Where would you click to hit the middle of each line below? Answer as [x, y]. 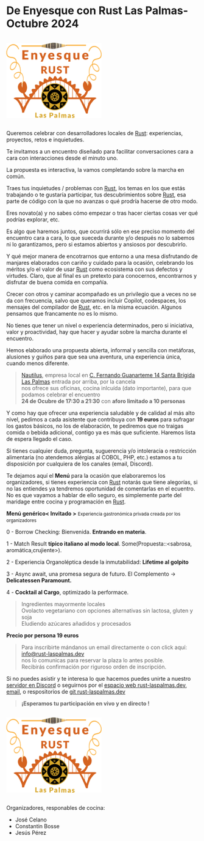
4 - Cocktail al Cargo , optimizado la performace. [68, 592]
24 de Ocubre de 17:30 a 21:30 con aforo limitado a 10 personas [103, 401]
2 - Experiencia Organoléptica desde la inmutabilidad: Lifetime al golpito [97, 562]
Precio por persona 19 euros [43, 635]
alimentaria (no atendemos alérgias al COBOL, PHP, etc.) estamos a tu [94, 458]
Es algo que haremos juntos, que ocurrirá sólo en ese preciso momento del [100, 232]
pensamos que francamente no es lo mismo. [62, 314]
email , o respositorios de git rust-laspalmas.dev [66, 692]
